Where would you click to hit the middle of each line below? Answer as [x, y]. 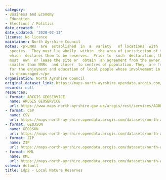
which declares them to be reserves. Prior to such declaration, [83, 55]
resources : [16, 92]
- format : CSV [20, 111]
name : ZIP [20, 143]
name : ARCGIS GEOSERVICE [35, 102]
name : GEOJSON [24, 129]
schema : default [22, 166]
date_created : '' [23, 28]
